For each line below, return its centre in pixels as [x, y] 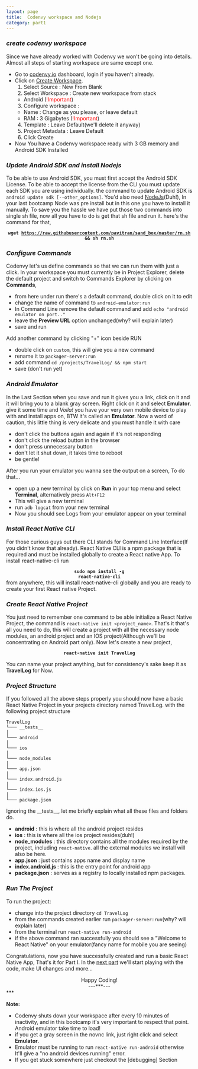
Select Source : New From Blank [63, 87]
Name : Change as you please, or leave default [80, 112]
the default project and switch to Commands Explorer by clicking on [89, 279]
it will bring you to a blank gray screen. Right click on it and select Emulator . [99, 403]
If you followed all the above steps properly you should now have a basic [95, 699]
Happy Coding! [99, 980]
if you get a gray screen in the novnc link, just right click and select [96, 1034]
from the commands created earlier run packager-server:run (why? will [100, 919]
